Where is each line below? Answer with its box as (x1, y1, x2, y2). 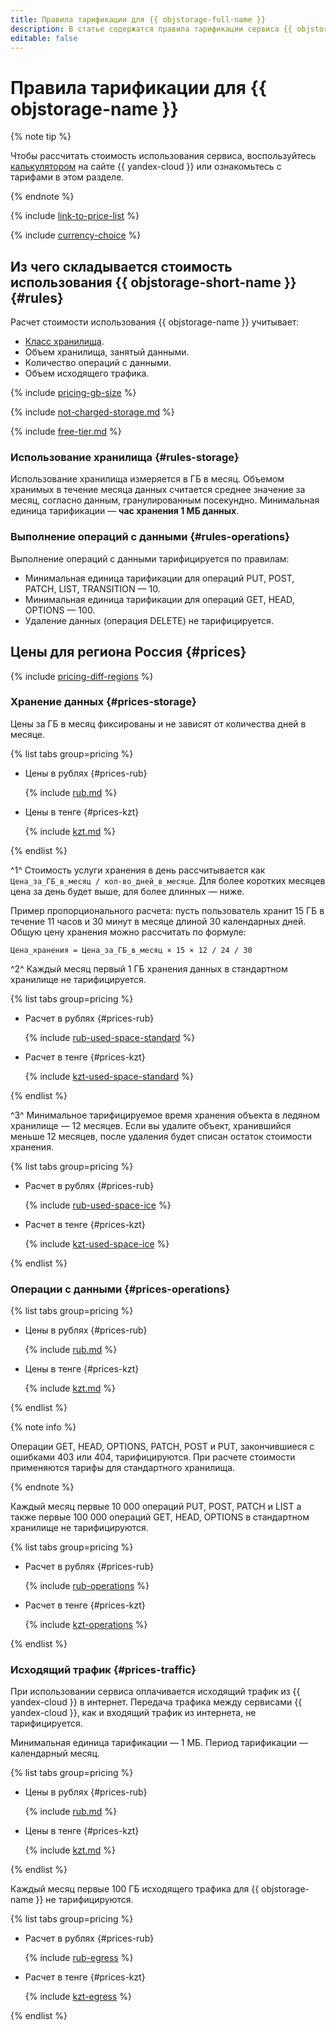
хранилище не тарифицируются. (10, 1522, 149, 1534)
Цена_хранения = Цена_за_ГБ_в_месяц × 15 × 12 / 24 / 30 (10, 945, 253, 955)
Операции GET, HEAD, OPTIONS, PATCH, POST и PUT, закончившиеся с (10, 1441, 315, 1453)
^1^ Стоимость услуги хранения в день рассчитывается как (10, 864, 266, 876)
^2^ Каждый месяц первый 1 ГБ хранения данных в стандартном (10, 962, 288, 975)
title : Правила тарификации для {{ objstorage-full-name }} (10, 14, 267, 25)
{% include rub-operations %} (24, 1580, 150, 1592)
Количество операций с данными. (24, 357, 172, 369)
